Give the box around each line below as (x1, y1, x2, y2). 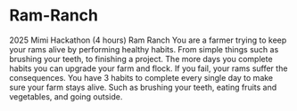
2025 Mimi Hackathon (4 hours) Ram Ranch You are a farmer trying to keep (9, 35, 287, 45)
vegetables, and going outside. (9, 91, 123, 102)
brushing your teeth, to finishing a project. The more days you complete (9, 53, 274, 64)
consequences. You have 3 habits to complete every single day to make (9, 72, 274, 83)
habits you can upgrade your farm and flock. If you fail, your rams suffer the (9, 63, 288, 74)
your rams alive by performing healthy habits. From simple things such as (9, 44, 279, 54)
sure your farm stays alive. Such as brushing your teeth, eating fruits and (9, 82, 277, 92)
